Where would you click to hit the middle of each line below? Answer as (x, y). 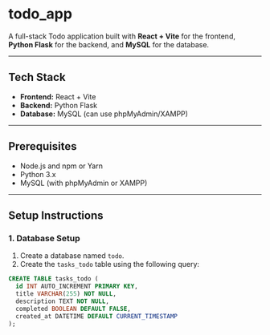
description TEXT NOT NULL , (63, 301)
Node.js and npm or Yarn (61, 166)
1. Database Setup (44, 238)
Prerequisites (43, 146)
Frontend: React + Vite (58, 96)
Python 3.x (38, 174)
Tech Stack (37, 77)
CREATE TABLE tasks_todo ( (53, 279)
